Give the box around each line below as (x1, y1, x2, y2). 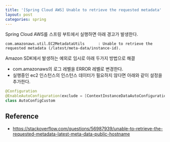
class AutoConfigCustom (5, 98, 56, 104)
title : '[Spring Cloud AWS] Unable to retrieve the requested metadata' (5, 7, 162, 13)
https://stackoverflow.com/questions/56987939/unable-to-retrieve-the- (12, 125, 163, 131)
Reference (5, 112, 39, 121)
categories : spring (5, 17, 47, 22)
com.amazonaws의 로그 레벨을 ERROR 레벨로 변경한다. (12, 66, 123, 72)
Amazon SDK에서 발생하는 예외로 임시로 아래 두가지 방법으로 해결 (5, 55, 136, 61)
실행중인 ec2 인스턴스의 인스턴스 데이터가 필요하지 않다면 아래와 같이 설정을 (12, 72, 163, 78)
